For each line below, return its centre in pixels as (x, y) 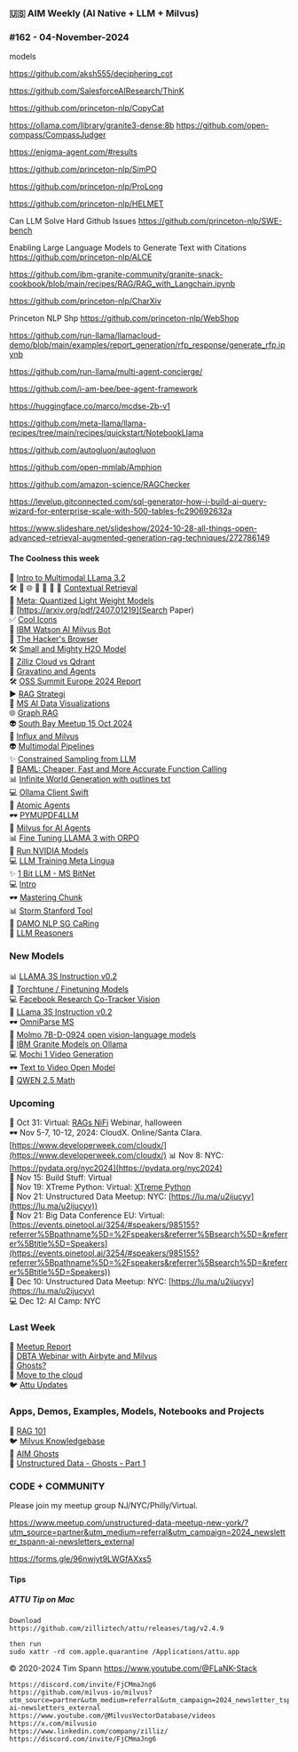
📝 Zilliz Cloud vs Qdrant (52, 662)
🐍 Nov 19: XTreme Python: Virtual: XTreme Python (100, 1187)
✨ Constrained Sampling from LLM (73, 759)
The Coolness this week (55, 558)
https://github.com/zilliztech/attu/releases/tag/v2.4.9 (117, 1629)
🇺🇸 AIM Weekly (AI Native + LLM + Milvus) (104, 13)
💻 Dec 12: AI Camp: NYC (55, 1301)
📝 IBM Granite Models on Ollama (68, 1044)
